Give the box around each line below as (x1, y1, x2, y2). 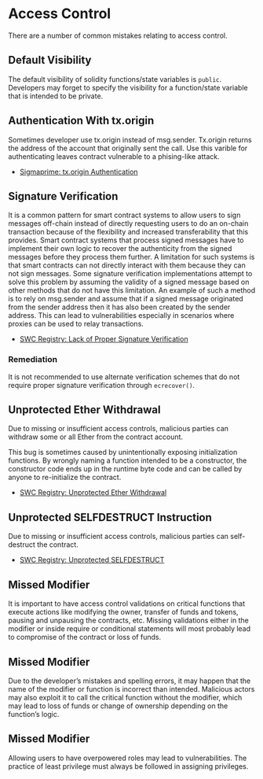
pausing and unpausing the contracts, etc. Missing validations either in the (8, 615, 249, 626)
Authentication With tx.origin (8, 114, 155, 127)
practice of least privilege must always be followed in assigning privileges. (8, 761, 249, 771)
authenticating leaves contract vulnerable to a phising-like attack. (8, 151, 220, 161)
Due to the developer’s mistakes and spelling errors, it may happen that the (8, 676, 251, 685)
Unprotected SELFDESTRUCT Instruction (8, 511, 212, 524)
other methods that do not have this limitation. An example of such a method (8, 286, 256, 295)
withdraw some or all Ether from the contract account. (8, 432, 183, 441)
